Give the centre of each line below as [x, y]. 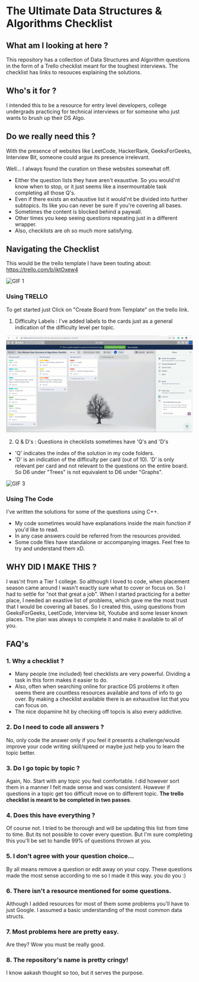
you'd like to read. [37, 529]
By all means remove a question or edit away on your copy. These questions [99, 869]
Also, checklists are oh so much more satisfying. [74, 230]
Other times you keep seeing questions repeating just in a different [96, 218]
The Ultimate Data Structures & [84, 11]
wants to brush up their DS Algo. [46, 117]
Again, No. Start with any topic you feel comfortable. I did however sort [93, 781]
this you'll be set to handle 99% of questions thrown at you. [79, 841]
